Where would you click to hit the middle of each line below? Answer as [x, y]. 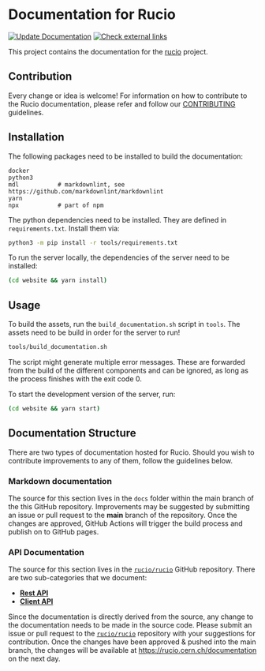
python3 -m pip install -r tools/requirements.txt [93, 242]
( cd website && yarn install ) [58, 281]
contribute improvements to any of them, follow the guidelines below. [121, 460]
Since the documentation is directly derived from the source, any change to [131, 617]
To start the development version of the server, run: [92, 394]
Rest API [34, 593]
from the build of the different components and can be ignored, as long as [128, 370]
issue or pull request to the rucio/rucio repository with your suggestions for [132, 634]
